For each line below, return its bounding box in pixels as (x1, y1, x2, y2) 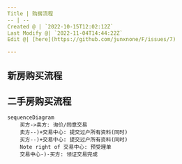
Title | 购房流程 (7, 10, 54, 17)
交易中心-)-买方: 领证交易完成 (20, 151, 98, 158)
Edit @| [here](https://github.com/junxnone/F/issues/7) (7, 36, 176, 43)
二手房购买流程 (7, 95, 72, 107)
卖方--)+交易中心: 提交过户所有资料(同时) (20, 129, 128, 136)
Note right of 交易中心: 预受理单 (20, 144, 112, 151)
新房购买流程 (7, 69, 63, 81)
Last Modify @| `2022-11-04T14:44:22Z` (7, 29, 123, 37)
